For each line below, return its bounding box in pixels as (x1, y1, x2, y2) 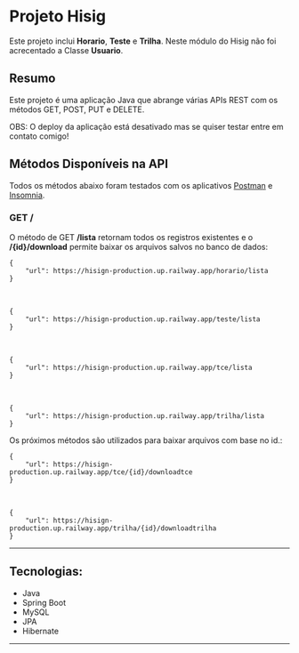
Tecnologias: (9, 564, 83, 579)
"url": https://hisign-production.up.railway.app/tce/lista (25, 363, 253, 372)
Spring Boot (21, 597, 67, 608)
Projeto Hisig (9, 6, 107, 27)
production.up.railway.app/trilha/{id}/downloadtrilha (9, 523, 217, 533)
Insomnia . (9, 189, 45, 200)
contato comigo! (9, 131, 69, 141)
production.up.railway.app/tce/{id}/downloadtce (9, 467, 193, 477)
